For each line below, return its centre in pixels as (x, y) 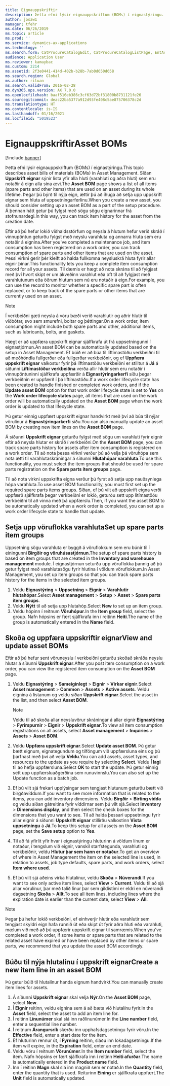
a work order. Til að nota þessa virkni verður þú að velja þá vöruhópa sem (82, 453)
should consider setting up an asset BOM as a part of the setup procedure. (83, 205)
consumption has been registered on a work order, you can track (73, 247)
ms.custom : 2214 (22, 66)
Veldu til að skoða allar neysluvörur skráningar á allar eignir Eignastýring (88, 720)
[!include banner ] (23, 157)
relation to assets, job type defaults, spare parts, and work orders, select (88, 863)
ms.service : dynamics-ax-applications (46, 43)
